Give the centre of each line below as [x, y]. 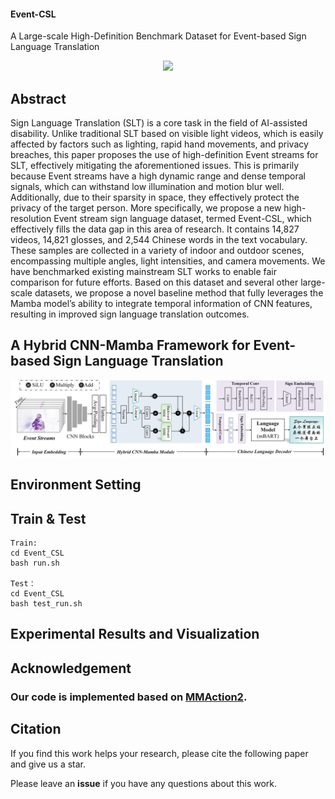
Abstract [38, 98]
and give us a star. [48, 764]
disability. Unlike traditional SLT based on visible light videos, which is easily [167, 134]
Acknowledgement [71, 668]
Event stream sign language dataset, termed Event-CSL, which [182, 219]
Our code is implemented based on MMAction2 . [129, 697]
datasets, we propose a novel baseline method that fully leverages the [179, 293]
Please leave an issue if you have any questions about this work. [144, 783]
